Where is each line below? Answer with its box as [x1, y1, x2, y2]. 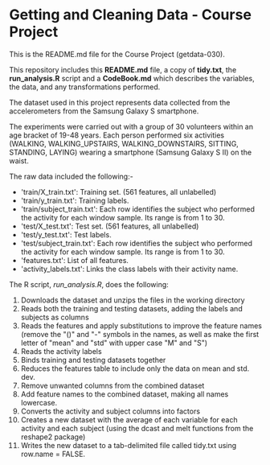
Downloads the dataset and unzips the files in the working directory [20, 295, 245, 305]
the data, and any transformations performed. [9, 82, 161, 92]
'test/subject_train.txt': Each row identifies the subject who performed [20, 238, 252, 248]
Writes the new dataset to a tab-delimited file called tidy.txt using [20, 440, 237, 450]
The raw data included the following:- [9, 171, 133, 181]
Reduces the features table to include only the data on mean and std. [20, 364, 250, 373]
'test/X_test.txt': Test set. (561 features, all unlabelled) [20, 221, 199, 231]
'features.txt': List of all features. [20, 255, 129, 265]
